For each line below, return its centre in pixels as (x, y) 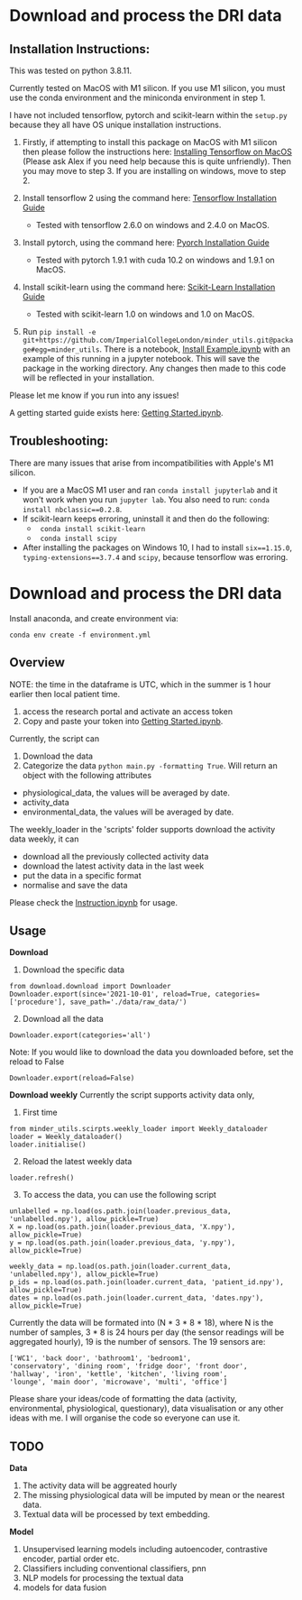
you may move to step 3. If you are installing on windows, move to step (154, 171)
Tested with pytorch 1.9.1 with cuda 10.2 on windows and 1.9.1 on (155, 260)
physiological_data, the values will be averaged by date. (126, 792)
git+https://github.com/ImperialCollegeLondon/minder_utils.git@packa (158, 340)
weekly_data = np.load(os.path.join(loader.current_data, (120, 1267)
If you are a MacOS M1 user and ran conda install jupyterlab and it (150, 490)
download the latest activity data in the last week (113, 866)
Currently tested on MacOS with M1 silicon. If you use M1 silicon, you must (147, 88)
